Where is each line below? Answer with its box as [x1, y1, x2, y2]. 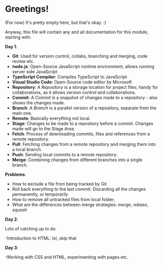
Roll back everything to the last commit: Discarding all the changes [12, 186, 146, 192]
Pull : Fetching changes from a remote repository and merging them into [12, 141, 156, 147]
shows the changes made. [12, 100, 65, 105]
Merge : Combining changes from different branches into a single [12, 157, 143, 163]
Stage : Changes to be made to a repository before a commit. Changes [12, 121, 153, 126]
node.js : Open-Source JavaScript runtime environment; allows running [12, 63, 155, 69]
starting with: [5, 34, 32, 40]
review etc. [12, 58, 35, 64]
